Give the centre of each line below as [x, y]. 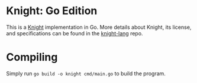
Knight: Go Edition [52, 11]
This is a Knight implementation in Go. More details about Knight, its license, [99, 27]
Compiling [32, 57]
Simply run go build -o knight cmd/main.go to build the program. [86, 73]
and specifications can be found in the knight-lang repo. [75, 33]
